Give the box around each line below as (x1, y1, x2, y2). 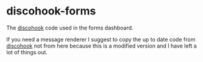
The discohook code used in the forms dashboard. (6, 24, 134, 31)
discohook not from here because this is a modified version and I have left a (6, 42, 197, 49)
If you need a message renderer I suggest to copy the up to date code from (6, 36, 196, 43)
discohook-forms (6, 4, 96, 18)
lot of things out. (6, 48, 48, 55)
